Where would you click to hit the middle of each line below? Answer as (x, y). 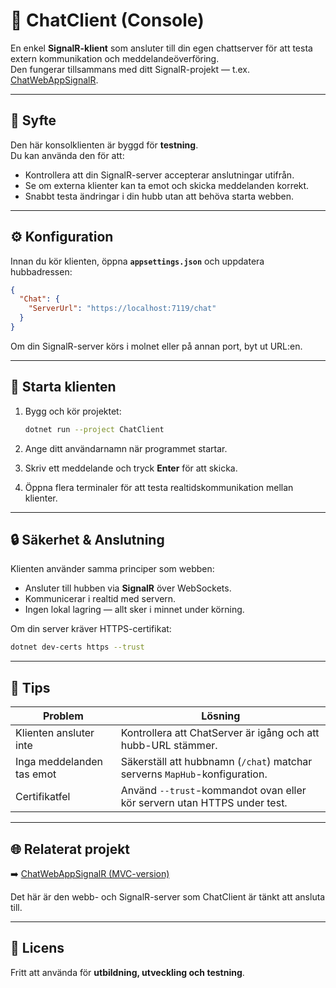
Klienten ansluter (55, 733)
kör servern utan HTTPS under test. (204, 803)
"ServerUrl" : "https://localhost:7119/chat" (122, 309)
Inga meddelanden (59, 762)
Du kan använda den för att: (67, 155)
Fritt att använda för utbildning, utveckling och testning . (127, 972)
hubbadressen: (41, 271)
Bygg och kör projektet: (73, 411)
